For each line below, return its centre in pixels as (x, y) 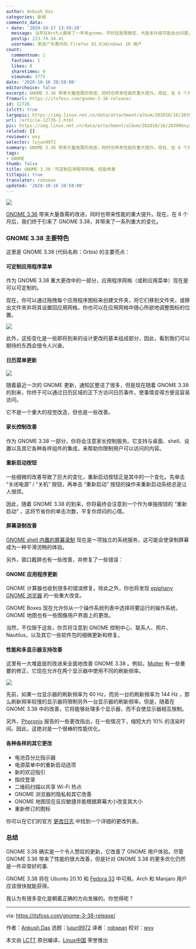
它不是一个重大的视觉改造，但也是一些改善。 (60, 412)
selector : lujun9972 (31, 142)
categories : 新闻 (26, 17)
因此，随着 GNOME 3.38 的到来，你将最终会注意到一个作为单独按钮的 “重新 (97, 503)
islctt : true (22, 109)
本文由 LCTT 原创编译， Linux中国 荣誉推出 (57, 940)
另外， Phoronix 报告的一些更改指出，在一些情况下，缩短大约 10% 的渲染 (93, 721)
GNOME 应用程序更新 (32, 574)
